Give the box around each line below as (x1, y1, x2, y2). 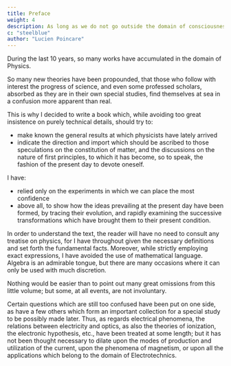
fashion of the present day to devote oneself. (16, 160, 144, 169)
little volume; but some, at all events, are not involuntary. (7, 287, 167, 295)
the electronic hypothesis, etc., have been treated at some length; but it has (7, 330, 221, 338)
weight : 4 (7, 17, 36, 23)
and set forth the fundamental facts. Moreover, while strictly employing (7, 244, 208, 252)
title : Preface (7, 10, 51, 17)
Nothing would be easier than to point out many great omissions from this (7, 279, 215, 288)
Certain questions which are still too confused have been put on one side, (7, 300, 217, 308)
